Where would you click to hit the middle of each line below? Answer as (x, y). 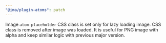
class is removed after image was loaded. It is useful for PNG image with (82, 30)
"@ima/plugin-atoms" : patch (35, 10)
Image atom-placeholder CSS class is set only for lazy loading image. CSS (83, 24)
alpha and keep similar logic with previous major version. (65, 35)
